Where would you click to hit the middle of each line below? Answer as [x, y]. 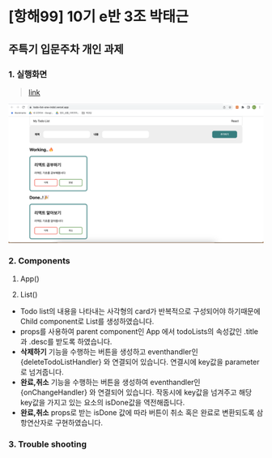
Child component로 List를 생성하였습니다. [87, 321]
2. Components [39, 261]
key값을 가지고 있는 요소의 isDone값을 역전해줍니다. [102, 402]
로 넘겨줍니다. [42, 372]
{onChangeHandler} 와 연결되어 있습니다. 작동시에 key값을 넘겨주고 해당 [136, 392]
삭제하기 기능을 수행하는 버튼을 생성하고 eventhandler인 [109, 351]
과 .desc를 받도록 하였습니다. [66, 341]
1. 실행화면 [28, 74]
